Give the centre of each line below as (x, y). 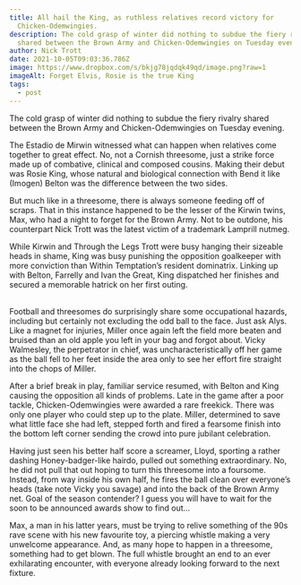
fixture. (22, 572)
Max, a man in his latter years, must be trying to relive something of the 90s (149, 525)
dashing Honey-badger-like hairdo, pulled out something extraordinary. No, (148, 460)
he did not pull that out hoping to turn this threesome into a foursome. (138, 469)
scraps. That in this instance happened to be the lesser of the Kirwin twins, (148, 210)
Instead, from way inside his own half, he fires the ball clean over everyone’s (150, 479)
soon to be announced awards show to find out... (100, 508)
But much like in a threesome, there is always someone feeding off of (137, 200)
